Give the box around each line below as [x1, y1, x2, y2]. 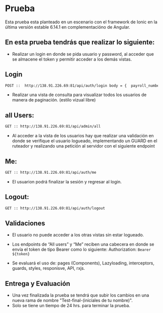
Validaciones [5, 219, 45, 227]
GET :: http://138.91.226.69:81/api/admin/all [5, 124, 101, 129]
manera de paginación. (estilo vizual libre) [12, 97, 96, 103]
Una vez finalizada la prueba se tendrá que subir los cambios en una [12, 292, 149, 298]
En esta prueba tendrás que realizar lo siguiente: [5, 38, 155, 47]
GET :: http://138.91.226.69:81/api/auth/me [5, 170, 97, 175]
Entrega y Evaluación [5, 280, 70, 288]
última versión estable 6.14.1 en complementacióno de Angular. [5, 24, 130, 30]
